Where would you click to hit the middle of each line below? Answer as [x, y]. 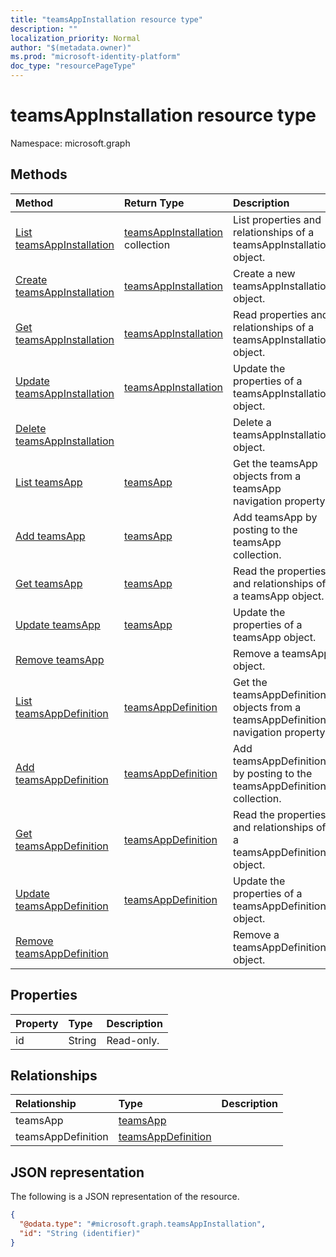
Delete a [252, 422]
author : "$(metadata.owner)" [71, 47]
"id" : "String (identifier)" [80, 1233]
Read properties [271, 314]
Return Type [154, 203]
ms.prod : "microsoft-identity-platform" [96, 57]
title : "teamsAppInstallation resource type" [106, 19]
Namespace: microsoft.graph [70, 143]
